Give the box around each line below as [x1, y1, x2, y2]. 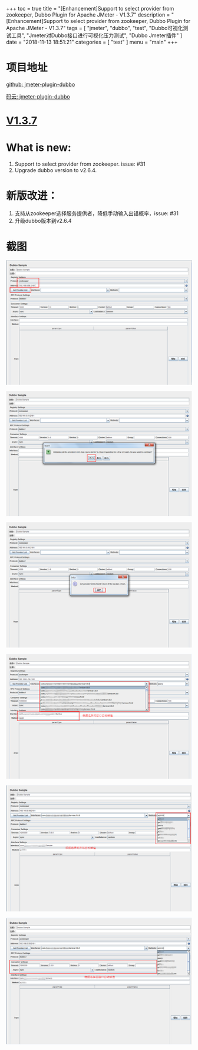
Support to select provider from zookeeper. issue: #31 [14, 160, 146, 167]
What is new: [6, 141, 72, 154]
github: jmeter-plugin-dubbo [6, 81, 75, 88]
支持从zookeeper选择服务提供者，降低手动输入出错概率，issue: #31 [14, 210, 179, 217]
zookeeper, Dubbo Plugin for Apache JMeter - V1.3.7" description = [6, 11, 170, 18]
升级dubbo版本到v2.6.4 [14, 218, 72, 224]
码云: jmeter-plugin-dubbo [6, 93, 70, 100]
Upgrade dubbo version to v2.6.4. [14, 167, 97, 174]
